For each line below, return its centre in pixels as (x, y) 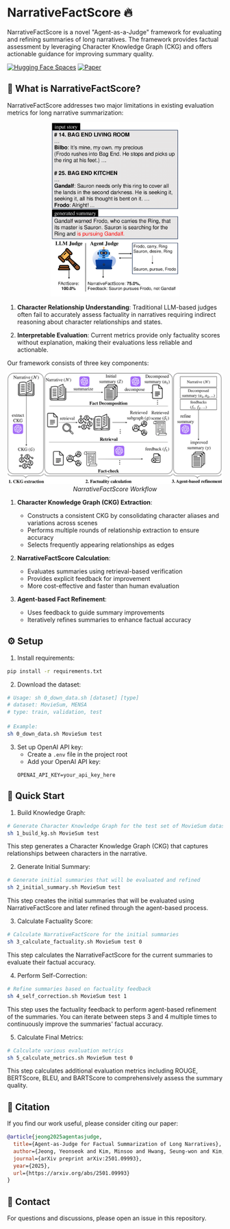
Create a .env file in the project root (77, 754)
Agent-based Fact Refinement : (62, 599)
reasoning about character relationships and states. (90, 322)
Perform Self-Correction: (52, 975)
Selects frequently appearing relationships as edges (101, 545)
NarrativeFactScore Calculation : (64, 558)
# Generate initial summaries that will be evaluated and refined (104, 880)
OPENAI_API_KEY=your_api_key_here (66, 775)
